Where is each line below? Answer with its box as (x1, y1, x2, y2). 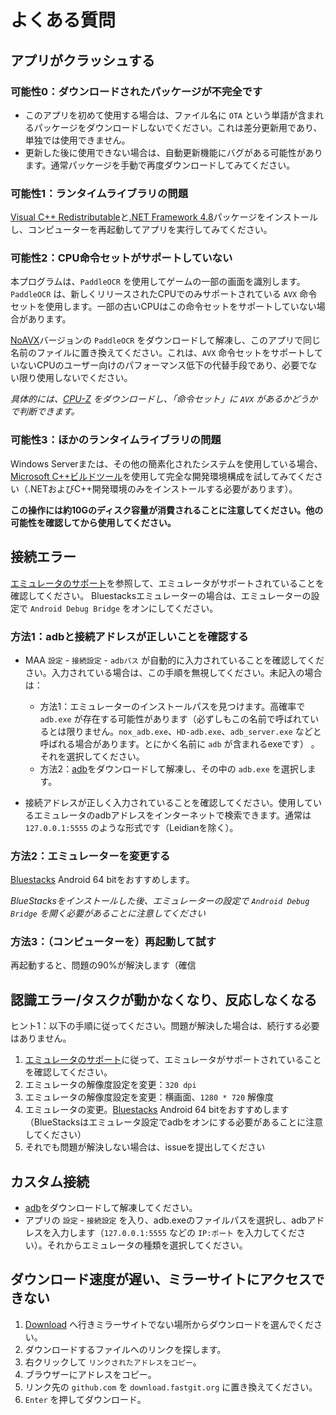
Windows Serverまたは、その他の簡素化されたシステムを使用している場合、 (10, 457, 323, 470)
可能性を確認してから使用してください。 (10, 516, 177, 528)
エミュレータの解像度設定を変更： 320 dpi (24, 1079, 197, 1091)
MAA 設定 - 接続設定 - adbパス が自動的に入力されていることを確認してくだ (24, 654, 325, 666)
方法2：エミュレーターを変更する (10, 849, 171, 863)
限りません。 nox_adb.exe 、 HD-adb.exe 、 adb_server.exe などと (66, 725, 322, 737)
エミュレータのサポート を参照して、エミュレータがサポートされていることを (10, 577, 325, 589)
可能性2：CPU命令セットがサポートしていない (10, 251, 233, 265)
